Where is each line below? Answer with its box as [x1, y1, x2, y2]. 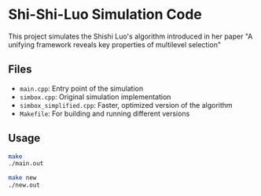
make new [8, 174, 37, 182]
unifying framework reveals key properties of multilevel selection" [8, 39, 222, 49]
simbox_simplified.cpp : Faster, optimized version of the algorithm [19, 100, 233, 109]
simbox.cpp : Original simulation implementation [19, 92, 171, 102]
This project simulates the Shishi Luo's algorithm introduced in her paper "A [8, 31, 253, 41]
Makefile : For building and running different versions [19, 109, 190, 118]
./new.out [8, 181, 41, 190]
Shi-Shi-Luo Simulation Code [8, 6, 203, 24]
